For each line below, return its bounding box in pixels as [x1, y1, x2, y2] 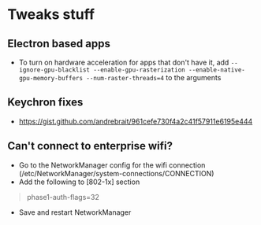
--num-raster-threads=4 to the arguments [85, 73, 222, 82]
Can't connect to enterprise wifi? [7, 139, 173, 153]
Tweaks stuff [7, 6, 95, 24]
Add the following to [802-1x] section [18, 177, 140, 186]
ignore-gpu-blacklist [18, 66, 90, 74]
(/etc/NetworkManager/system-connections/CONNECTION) [18, 168, 214, 178]
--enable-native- [188, 66, 245, 74]
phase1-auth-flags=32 [26, 192, 100, 201]
